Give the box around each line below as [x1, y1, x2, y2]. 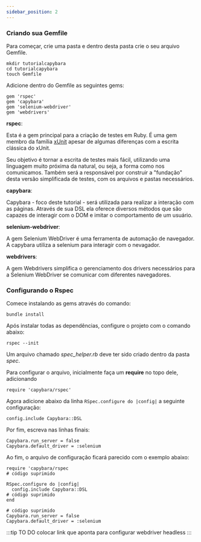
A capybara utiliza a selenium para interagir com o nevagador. [6, 241, 161, 248]
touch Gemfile [6, 71, 42, 77]
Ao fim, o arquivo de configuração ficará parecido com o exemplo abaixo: [6, 454, 190, 461]
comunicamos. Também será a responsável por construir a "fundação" [6, 168, 183, 176]
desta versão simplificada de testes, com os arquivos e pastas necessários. [6, 175, 194, 182]
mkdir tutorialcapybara [6, 60, 66, 66]
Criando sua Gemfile [6, 28, 68, 37]
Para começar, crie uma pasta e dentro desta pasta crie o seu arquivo [6, 42, 180, 49]
